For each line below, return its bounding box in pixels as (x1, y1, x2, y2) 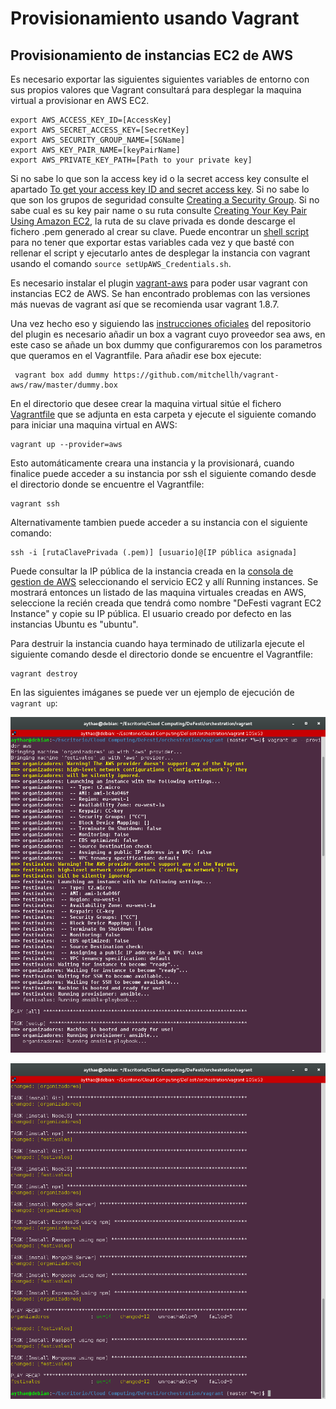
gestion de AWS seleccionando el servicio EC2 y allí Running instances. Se (10, 576, 319, 587)
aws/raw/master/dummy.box (10, 380, 118, 390)
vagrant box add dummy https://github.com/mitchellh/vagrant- (14, 370, 280, 380)
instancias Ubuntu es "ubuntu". (10, 618, 139, 630)
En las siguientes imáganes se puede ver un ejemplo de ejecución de (10, 687, 295, 698)
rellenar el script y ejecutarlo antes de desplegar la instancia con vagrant (10, 247, 311, 259)
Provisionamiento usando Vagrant (10, 7, 300, 30)
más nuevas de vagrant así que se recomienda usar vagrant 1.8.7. (10, 298, 280, 310)
